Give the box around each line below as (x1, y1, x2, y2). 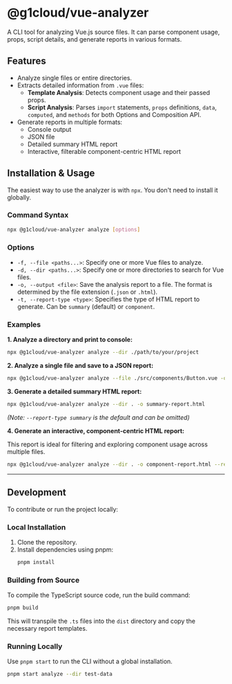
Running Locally (7, 641, 63, 651)
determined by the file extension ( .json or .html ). (17, 288, 157, 296)
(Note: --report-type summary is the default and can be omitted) (7, 413, 190, 421)
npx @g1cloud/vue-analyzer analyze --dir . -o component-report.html (7, 461, 212, 468)
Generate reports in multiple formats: (17, 118, 123, 126)
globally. (7, 193, 32, 202)
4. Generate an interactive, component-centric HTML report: (7, 426, 185, 435)
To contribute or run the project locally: (7, 505, 119, 514)
